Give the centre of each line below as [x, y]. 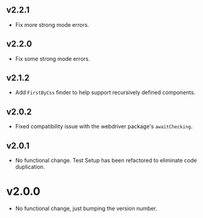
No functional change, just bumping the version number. [86, 208]
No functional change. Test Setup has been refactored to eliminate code [106, 161]
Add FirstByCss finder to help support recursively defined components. [105, 93]
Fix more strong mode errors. [52, 24]
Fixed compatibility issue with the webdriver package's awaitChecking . [104, 126]
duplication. [30, 167]
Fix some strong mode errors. [53, 59]
